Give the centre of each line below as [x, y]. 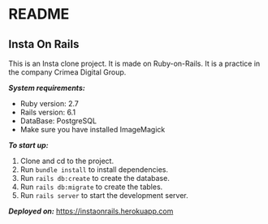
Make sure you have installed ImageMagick [93, 129]
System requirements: [47, 88]
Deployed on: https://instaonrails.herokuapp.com [91, 211]
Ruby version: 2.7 [49, 103]
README [39, 14]
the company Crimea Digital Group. [67, 72]
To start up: [28, 145]
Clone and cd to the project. [67, 161]
